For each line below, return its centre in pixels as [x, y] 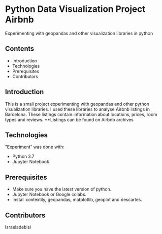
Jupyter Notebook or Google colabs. [49, 195]
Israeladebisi [18, 227]
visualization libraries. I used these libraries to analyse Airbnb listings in [78, 109]
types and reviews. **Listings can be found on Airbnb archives [69, 119]
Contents [20, 49]
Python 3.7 [23, 156]
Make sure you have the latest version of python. [62, 189]
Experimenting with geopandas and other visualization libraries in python [79, 33]
